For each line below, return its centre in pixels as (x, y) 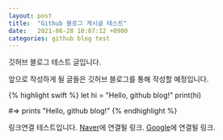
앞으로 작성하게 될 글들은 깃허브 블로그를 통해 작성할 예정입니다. (109, 79)
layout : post (30, 16)
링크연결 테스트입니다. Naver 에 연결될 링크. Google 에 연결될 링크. (112, 128)
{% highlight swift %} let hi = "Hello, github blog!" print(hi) (105, 95)
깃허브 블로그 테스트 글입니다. (55, 62)
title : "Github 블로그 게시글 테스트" (68, 23)
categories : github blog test (59, 38)
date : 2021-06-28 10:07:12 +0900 (68, 31)
